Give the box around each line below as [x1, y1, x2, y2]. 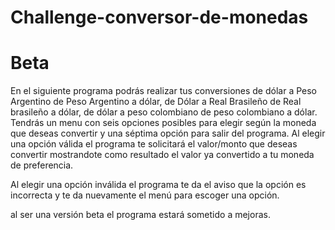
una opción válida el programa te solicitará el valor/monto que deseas [10, 138, 298, 150]
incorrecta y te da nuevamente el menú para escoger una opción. [10, 189, 280, 201]
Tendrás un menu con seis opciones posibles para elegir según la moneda [10, 117, 317, 129]
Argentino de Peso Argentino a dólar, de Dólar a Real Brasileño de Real [10, 96, 302, 108]
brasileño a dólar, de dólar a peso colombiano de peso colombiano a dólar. [10, 106, 318, 118]
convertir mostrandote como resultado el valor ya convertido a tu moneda [10, 149, 315, 161]
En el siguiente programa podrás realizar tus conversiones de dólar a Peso [10, 85, 318, 97]
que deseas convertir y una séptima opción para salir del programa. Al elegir [10, 127, 326, 140]
